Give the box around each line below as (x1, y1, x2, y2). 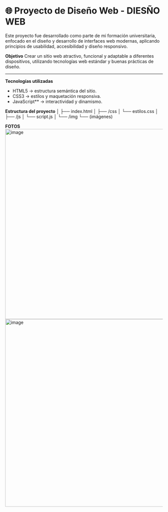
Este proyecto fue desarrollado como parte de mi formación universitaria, (5, 33, 156, 39)
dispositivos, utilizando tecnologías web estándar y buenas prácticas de (5, 58, 154, 64)
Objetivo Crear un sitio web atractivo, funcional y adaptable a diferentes (5, 53, 154, 59)
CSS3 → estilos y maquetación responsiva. (12, 93, 101, 99)
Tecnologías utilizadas (5, 78, 53, 84)
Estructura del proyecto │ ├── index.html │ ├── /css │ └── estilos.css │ (5, 108, 158, 114)
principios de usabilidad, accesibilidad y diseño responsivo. (5, 43, 128, 49)
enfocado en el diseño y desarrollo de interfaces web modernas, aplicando (5, 38, 160, 44)
